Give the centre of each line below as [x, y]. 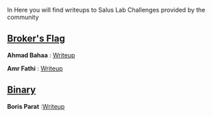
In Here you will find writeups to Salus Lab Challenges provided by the [106, 10]
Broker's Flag [36, 39]
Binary [22, 90]
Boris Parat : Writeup [36, 106]
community [23, 17]
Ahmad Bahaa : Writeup [41, 55]
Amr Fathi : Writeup [35, 68]
